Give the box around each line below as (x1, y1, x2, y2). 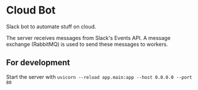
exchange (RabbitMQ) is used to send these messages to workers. (6, 41, 168, 48)
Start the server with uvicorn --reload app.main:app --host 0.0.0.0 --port (6, 73, 193, 80)
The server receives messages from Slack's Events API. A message (6, 34, 171, 41)
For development (6, 58, 70, 68)
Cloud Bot (6, 4, 56, 17)
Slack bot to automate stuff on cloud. (6, 23, 96, 30)
